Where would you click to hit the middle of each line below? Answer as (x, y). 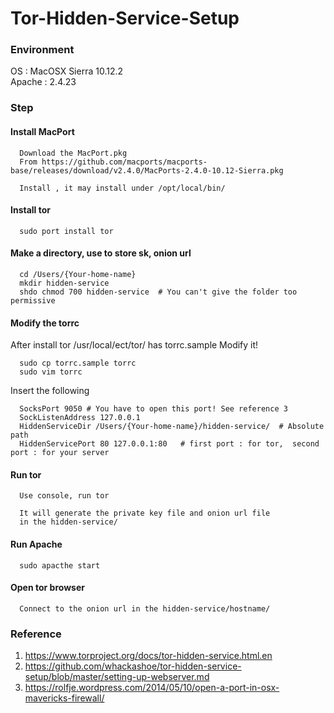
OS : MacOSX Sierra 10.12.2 (67, 71)
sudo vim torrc (51, 372)
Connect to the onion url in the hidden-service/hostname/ (145, 608)
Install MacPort (42, 131)
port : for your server (60, 453)
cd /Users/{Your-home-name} (78, 275)
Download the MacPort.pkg (73, 153)
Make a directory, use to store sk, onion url (101, 253)
